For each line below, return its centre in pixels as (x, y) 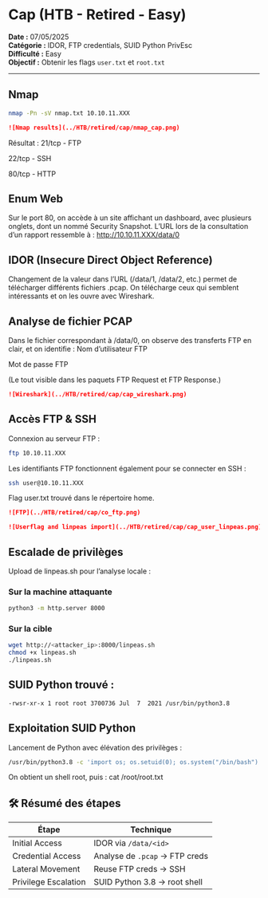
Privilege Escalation (49, 882)
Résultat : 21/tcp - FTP (45, 143)
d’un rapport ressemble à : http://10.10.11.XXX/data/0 (94, 235)
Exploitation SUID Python (72, 729)
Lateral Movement (46, 869)
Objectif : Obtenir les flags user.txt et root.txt (87, 62)
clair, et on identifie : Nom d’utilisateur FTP (78, 349)
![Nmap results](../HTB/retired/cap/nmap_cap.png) (94, 128)
